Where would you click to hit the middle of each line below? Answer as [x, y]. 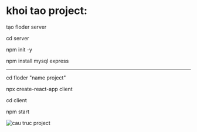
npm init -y [19, 49]
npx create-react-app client [40, 89]
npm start [18, 112]
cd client [17, 100]
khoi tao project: [47, 11]
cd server [18, 38]
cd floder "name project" [36, 78]
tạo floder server [26, 27]
